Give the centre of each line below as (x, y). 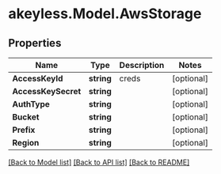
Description (142, 65)
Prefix (24, 130)
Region (26, 143)
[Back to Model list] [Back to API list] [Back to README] (99, 162)
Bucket (26, 117)
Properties (35, 43)
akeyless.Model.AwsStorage (105, 14)
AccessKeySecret (47, 91)
